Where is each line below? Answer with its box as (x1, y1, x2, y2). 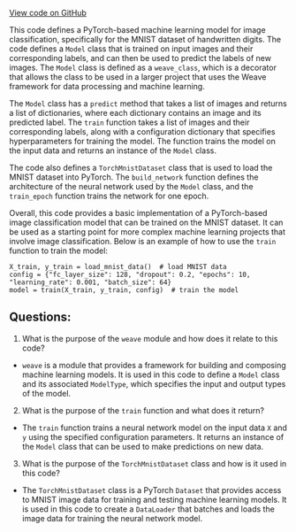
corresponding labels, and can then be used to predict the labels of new (9, 53, 272, 63)
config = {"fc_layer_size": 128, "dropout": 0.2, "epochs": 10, (9, 270, 251, 279)
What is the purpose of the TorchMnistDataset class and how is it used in (21, 458, 287, 468)
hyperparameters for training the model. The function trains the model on (9, 136, 276, 146)
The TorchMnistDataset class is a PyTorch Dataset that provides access (21, 484, 282, 495)
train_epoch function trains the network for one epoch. (9, 190, 209, 201)
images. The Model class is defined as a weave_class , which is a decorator (9, 62, 277, 73)
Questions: (9, 310, 72, 325)
